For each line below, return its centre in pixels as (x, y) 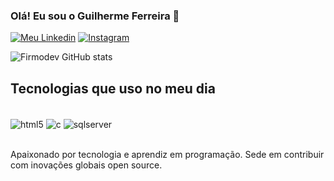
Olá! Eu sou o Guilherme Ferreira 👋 (95, 16)
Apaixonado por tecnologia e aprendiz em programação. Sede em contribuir (167, 154)
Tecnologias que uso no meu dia (113, 88)
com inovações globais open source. (86, 165)
